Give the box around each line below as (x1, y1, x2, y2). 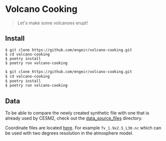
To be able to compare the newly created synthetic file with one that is (5, 110, 150, 116)
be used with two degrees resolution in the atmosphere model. (5, 130, 134, 136)
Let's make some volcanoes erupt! (17, 20, 88, 26)
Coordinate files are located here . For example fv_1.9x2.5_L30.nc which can (5, 125, 162, 131)
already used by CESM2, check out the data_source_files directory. (5, 115, 143, 121)
